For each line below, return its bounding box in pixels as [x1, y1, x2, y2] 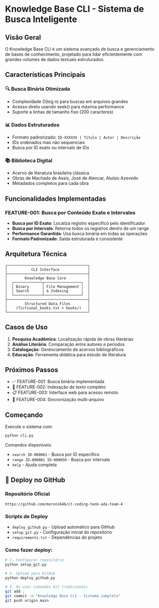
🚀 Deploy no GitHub [5, 476, 66, 484]
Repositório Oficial [5, 490, 50, 497]
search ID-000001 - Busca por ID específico [12, 451, 100, 457]
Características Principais [5, 71, 86, 79]
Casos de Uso [5, 323, 48, 331]
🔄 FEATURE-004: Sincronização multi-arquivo [12, 397, 105, 403]
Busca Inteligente [5, 14, 77, 25]
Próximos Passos [5, 365, 58, 374]
